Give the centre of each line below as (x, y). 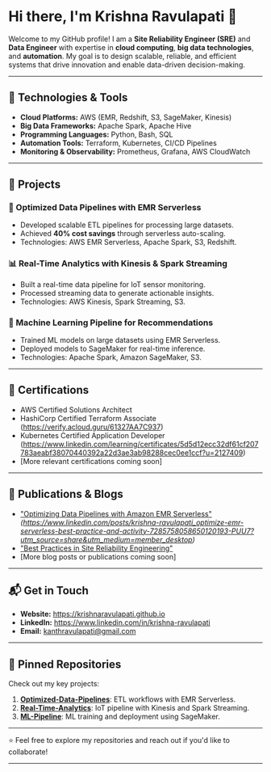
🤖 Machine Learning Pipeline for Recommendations (111, 323)
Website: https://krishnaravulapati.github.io (92, 614)
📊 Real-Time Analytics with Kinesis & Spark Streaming (118, 264)
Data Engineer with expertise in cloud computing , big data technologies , (131, 47)
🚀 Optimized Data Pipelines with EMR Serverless (105, 208)
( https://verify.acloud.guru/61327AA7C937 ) (92, 427)
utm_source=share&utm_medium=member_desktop (106, 539)
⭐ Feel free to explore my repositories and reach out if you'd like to (119, 740)
